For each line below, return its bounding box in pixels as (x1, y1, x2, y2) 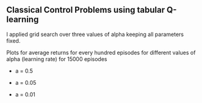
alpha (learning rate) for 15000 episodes (6, 55, 107, 63)
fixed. (6, 37, 21, 44)
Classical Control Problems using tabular (6, 5, 165, 15)
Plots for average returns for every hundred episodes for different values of (6, 49, 196, 56)
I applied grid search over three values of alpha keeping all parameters (6, 30, 184, 38)
